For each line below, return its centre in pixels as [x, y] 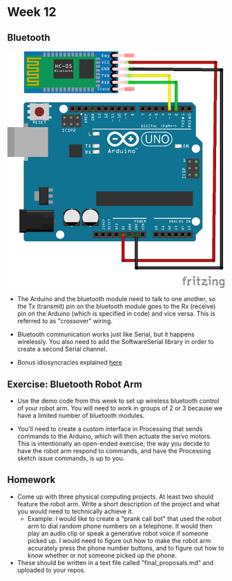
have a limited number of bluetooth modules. [81, 415]
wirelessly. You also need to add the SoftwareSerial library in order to [115, 342]
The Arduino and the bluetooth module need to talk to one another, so [116, 299]
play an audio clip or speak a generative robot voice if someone [118, 533]
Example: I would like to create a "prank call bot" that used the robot [125, 518]
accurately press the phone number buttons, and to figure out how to [126, 548]
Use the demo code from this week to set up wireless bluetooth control [118, 401]
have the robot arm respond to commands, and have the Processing [114, 450]
